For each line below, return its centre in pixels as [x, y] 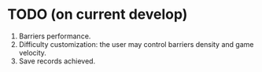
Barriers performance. [55, 36]
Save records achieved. [57, 61]
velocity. [32, 52]
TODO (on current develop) [98, 14]
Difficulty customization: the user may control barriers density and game [136, 44]
